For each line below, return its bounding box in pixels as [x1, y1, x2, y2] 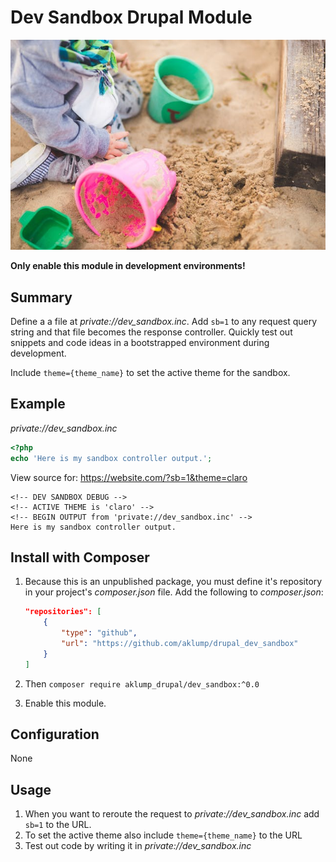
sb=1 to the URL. [24, 819, 92, 831]
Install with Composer [10, 549, 150, 566]
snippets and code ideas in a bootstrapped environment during [10, 337, 270, 348]
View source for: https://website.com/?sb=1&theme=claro [10, 471, 248, 483]
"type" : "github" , [61, 628, 138, 638]
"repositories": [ [24, 607, 102, 617]
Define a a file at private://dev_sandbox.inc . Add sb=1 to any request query [10, 316, 318, 327]
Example [10, 396, 66, 413]
